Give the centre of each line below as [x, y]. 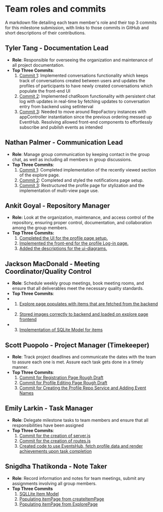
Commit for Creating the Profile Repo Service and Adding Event [83, 388]
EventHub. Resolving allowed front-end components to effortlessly [86, 122]
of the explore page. [40, 175]
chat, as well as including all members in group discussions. [72, 159]
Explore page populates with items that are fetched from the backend [89, 304]
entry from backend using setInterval [56, 106]
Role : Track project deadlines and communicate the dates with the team [84, 357]
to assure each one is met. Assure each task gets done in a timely [78, 362]
